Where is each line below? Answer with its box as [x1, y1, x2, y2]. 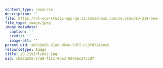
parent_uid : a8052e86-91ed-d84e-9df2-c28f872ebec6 [5, 43, 110, 47]
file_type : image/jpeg [5, 20, 51, 25]
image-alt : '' [9, 38, 38, 43]
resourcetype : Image [5, 47, 47, 52]
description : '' [5, 11, 38, 16]
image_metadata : [5, 25, 38, 30]
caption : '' [9, 29, 34, 34]
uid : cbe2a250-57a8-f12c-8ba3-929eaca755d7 [5, 56, 95, 61]
